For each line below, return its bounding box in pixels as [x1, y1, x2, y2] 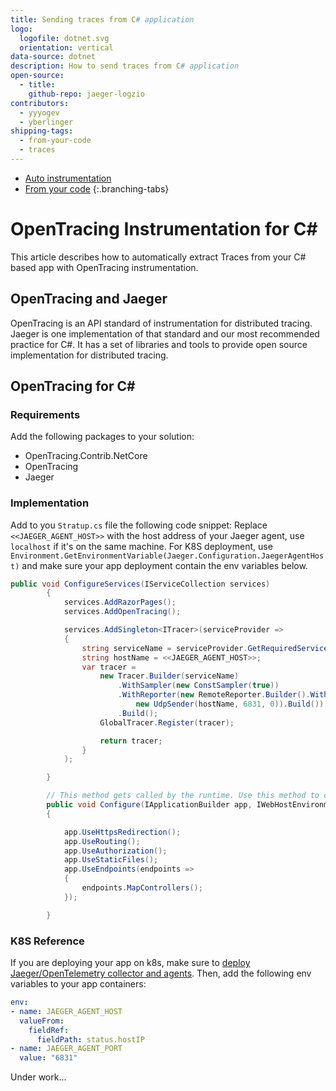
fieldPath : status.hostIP [36, 1034, 145, 1045]
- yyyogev [19, 107, 60, 118]
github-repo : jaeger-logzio [28, 89, 145, 99]
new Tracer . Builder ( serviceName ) [99, 671, 240, 681]
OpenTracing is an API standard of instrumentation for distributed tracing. [10, 317, 313, 329]
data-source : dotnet [10, 52, 97, 62]
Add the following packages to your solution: [10, 431, 195, 443]
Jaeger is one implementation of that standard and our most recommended [10, 327, 320, 340]
